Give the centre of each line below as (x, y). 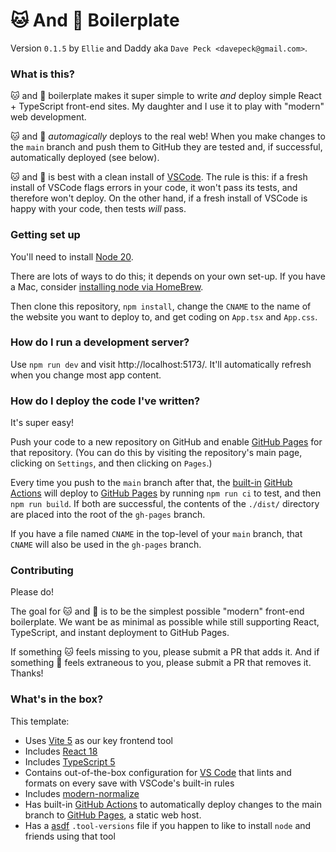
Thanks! (27, 673)
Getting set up (45, 235)
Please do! (32, 592)
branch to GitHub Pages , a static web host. (113, 815)
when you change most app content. (86, 375)
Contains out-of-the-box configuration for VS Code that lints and (158, 772)
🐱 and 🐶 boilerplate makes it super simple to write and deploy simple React (166, 96)
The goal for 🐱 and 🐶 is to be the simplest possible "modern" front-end (157, 611)
